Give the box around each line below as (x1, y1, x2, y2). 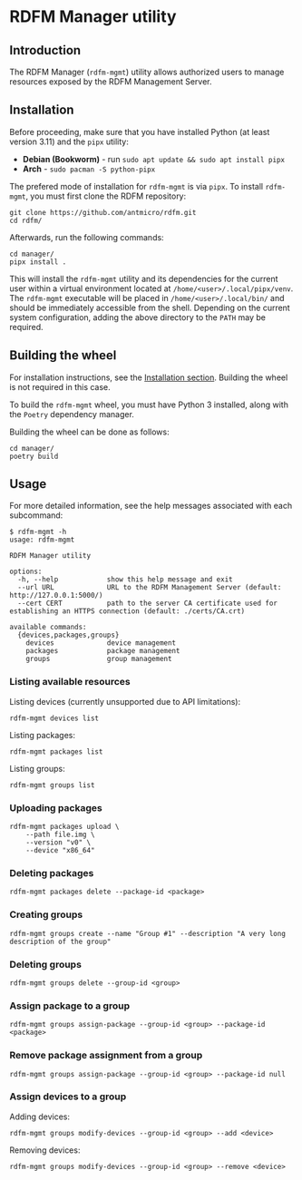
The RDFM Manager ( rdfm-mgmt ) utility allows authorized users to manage (9, 66, 285, 77)
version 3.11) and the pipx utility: (9, 136, 129, 147)
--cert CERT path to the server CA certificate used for (17, 599, 278, 609)
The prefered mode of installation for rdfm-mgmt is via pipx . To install (9, 180, 264, 191)
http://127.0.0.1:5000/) (9, 591, 103, 600)
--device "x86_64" (25, 846, 95, 855)
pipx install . (9, 257, 67, 267)
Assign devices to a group (9, 1090, 127, 1103)
